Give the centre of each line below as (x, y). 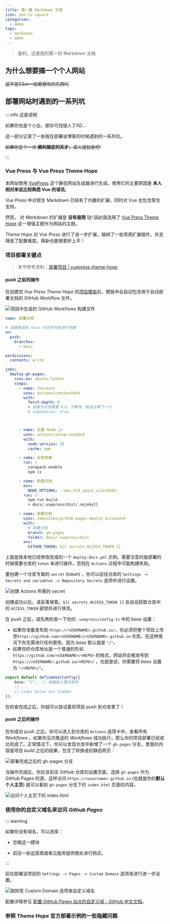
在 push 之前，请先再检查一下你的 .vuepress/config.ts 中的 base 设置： (81, 619)
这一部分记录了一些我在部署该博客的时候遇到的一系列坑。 (65, 136)
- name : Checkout (37, 388)
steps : (21, 383)
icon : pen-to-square (27, 15)
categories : (18, 19)
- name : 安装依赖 (35, 458)
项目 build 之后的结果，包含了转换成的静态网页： (65, 750)
